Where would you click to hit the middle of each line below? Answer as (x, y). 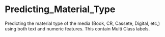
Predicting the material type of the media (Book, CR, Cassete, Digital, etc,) (82, 23)
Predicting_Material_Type (60, 9)
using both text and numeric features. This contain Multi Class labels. (77, 28)
